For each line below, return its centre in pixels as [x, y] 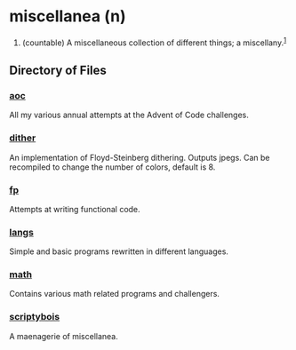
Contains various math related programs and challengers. [115, 294]
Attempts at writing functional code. [75, 209]
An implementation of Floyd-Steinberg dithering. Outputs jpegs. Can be [140, 157]
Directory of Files [58, 70]
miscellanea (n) [68, 16]
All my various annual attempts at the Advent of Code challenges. [129, 115]
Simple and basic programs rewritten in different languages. [119, 251]
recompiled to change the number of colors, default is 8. [112, 167]
